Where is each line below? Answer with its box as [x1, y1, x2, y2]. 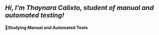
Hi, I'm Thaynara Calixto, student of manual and [5, 4, 154, 12]
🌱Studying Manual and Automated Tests [5, 24, 88, 30]
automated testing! [5, 12, 64, 20]
